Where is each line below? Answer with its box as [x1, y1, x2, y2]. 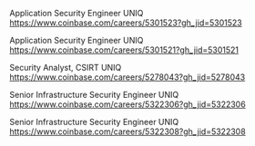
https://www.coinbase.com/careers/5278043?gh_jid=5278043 [9, 72, 246, 83]
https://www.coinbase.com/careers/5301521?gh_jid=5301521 [9, 44, 240, 55]
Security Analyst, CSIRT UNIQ [9, 63, 122, 73]
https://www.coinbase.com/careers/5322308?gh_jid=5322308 [9, 126, 246, 137]
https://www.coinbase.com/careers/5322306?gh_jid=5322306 [9, 99, 246, 110]
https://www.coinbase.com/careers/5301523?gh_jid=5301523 [9, 17, 243, 28]
